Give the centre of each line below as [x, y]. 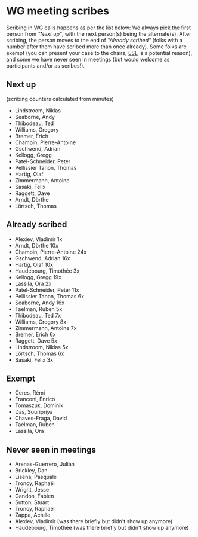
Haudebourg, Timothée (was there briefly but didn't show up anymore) [102, 528]
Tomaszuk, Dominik [39, 405]
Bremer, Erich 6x [35, 334]
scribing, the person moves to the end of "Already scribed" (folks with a [95, 40]
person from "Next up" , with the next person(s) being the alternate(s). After [99, 33]
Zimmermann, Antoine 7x [46, 328]
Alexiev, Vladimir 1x [38, 239]
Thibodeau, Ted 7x [38, 315]
